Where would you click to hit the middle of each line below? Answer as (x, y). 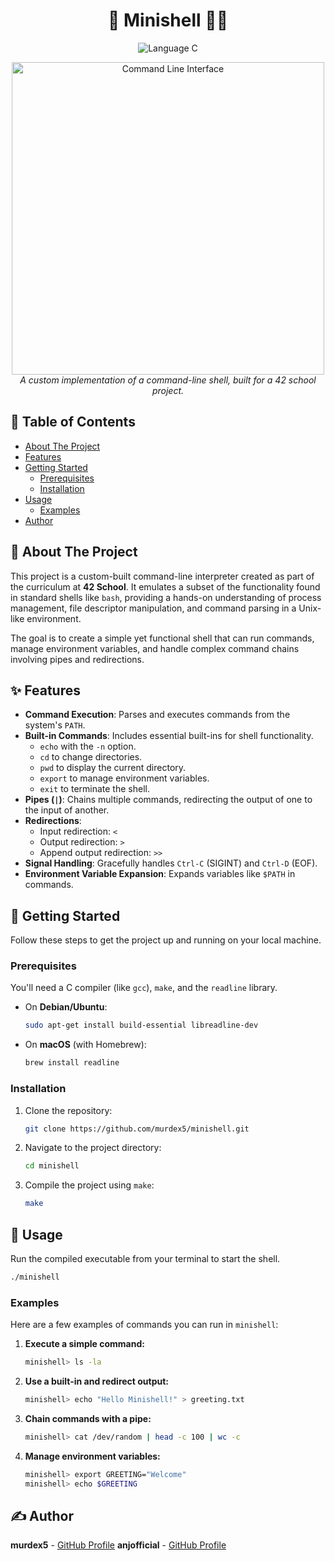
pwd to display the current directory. (113, 768)
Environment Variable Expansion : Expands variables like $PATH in (160, 874)
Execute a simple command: (84, 1344)
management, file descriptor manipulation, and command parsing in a (153, 608)
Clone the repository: (68, 1110)
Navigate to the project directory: (93, 1148)
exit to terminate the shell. (94, 789)
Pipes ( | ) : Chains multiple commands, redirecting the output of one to (168, 800)
